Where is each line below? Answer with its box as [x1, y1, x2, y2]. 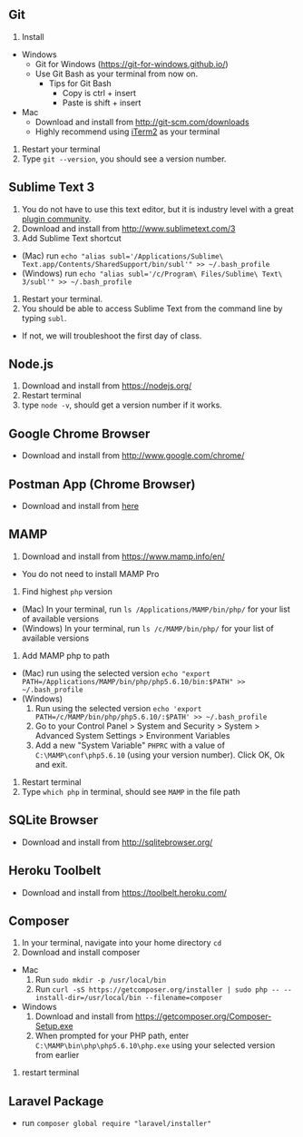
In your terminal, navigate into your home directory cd [21, 937, 222, 948]
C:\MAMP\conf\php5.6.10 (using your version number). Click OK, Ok [34, 749, 285, 760]
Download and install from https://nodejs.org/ [21, 380, 192, 391]
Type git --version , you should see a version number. [21, 153, 227, 164]
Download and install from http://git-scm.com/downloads [34, 116, 250, 127]
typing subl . [21, 312, 67, 323]
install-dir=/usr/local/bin [34, 994, 142, 1003]
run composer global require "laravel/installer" [21, 1118, 212, 1129]
